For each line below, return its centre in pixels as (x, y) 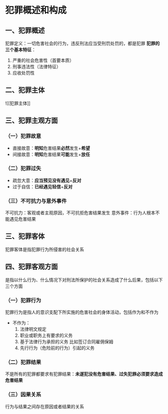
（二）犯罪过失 (23, 169)
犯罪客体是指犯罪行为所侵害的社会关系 (44, 249)
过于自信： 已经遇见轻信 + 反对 (42, 187)
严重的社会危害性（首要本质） (43, 60)
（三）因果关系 (23, 394)
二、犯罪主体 (25, 90)
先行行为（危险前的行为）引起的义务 (57, 348)
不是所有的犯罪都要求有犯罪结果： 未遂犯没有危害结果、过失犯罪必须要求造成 (84, 374)
